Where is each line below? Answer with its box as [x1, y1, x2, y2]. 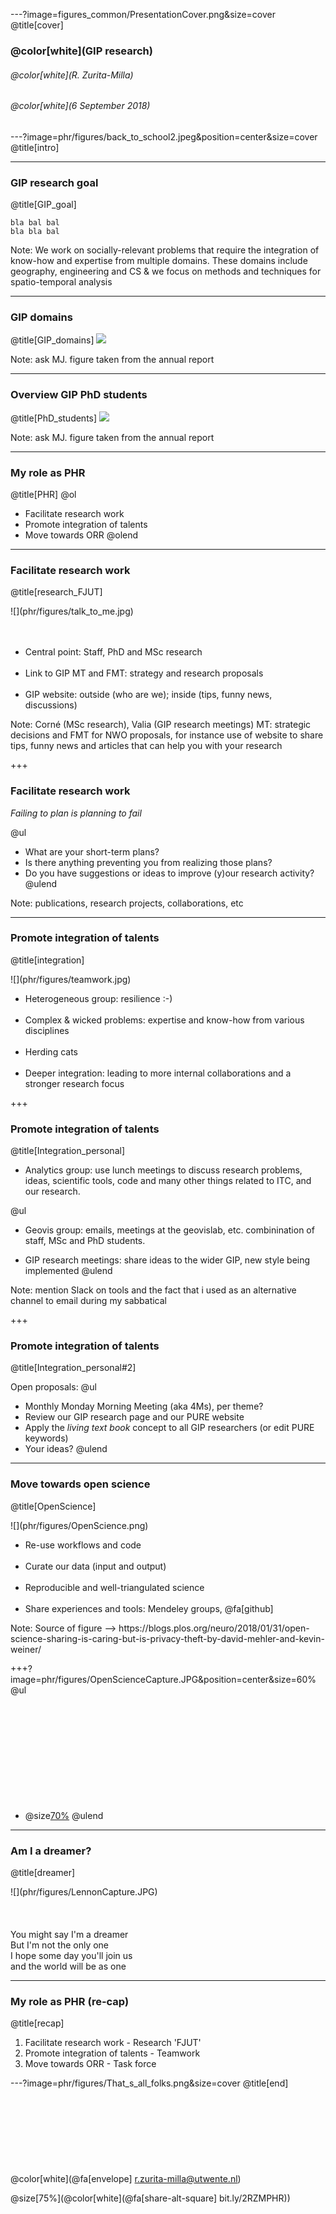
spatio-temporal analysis [10, 276, 113, 288]
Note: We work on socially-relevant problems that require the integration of [10, 244, 320, 256]
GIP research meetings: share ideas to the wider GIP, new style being [24, 1254, 311, 1266]
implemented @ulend [24, 1265, 113, 1277]
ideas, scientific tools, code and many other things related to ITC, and [24, 1175, 312, 1187]
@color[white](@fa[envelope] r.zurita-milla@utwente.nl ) [10, 2173, 242, 2185]
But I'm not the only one [10, 1939, 110, 1951]
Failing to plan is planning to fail [10, 807, 142, 819]
